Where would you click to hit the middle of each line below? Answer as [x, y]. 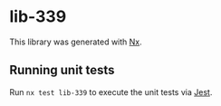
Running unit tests [62, 70]
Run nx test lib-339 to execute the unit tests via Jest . [111, 92]
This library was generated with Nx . [76, 42]
